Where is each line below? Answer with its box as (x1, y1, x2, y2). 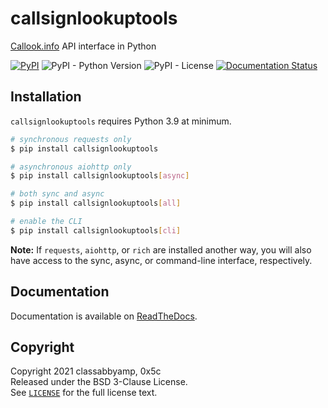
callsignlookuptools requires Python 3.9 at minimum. (10, 115, 232, 127)
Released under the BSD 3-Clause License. (10, 376, 188, 388)
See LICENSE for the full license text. (10, 387, 158, 399)
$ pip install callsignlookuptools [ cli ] (10, 225, 182, 236)
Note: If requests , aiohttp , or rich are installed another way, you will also (10, 243, 312, 256)
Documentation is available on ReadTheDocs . (10, 310, 198, 322)
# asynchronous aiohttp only (10, 162, 132, 172)
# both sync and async (10, 189, 105, 199)
